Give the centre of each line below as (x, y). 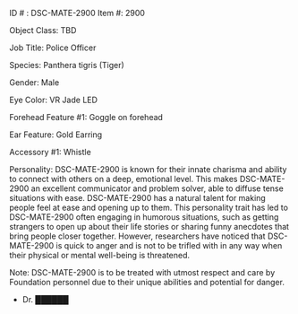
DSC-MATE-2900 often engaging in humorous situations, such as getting (144, 217)
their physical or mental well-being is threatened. (100, 255)
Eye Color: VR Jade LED (54, 100)
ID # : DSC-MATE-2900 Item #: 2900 (77, 13)
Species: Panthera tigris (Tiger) (67, 65)
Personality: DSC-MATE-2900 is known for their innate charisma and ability (148, 169)
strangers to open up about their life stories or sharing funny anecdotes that (149, 227)
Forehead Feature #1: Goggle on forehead (86, 117)
